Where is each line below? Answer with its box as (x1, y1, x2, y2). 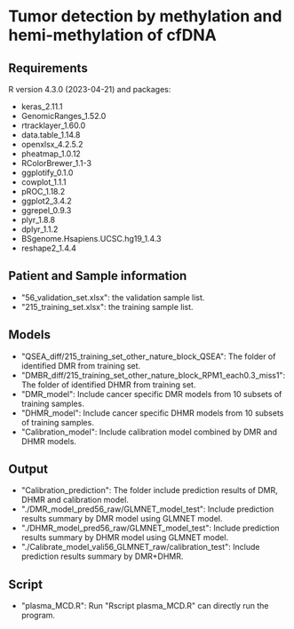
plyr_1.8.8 (20, 215, 55, 225)
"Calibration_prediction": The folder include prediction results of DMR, (20, 485, 279, 496)
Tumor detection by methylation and (8, 6, 282, 27)
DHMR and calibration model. (20, 495, 130, 506)
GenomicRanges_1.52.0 (20, 111, 107, 121)
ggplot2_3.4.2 (20, 195, 72, 206)
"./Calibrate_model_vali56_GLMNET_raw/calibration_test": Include (20, 542, 260, 553)
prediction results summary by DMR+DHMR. (20, 551, 184, 561)
